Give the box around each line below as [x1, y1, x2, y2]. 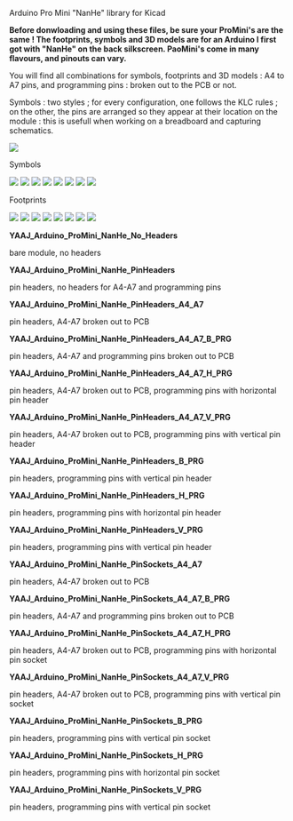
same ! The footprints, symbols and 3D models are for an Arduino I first [9, 35, 277, 44]
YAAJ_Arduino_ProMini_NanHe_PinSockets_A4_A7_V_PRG [9, 672, 229, 682]
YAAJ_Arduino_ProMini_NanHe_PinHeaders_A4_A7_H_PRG [9, 368, 233, 379]
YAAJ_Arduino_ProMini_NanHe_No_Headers [9, 230, 178, 241]
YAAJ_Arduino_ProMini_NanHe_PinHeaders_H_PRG [9, 490, 206, 500]
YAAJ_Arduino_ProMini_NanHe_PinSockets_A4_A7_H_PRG [9, 628, 231, 638]
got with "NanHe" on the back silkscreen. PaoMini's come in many [9, 44, 260, 54]
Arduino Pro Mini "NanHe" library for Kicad [9, 8, 166, 18]
